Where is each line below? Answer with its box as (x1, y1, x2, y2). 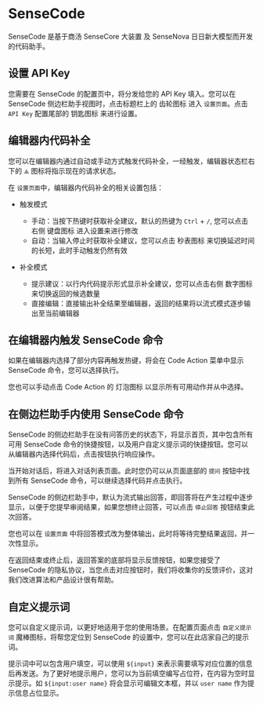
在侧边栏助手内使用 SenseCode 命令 (8, 407, 184, 421)
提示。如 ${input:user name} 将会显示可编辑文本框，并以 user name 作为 (14, 678, 248, 688)
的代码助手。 (8, 41, 49, 51)
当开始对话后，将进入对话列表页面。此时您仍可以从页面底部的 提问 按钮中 (8, 466, 243, 476)
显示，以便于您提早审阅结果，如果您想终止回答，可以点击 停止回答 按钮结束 (8, 502, 248, 512)
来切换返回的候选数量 (31, 288, 100, 298)
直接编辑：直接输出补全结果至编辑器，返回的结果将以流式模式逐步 (31, 298, 244, 308)
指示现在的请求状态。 (51, 166, 121, 175)
